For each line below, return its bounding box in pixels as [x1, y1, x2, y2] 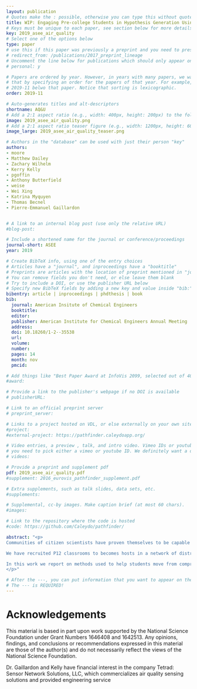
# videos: [6, 454, 30, 460]
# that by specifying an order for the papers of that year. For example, [6, 79, 193, 85]
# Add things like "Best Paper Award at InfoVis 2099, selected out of [6, 373, 185, 379]
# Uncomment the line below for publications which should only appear [6, 58, 185, 64]
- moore [6, 150, 25, 156]
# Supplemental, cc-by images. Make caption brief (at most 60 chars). [6, 502, 185, 508]
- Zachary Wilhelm [6, 161, 51, 167]
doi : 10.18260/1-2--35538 [11, 329, 75, 336]
